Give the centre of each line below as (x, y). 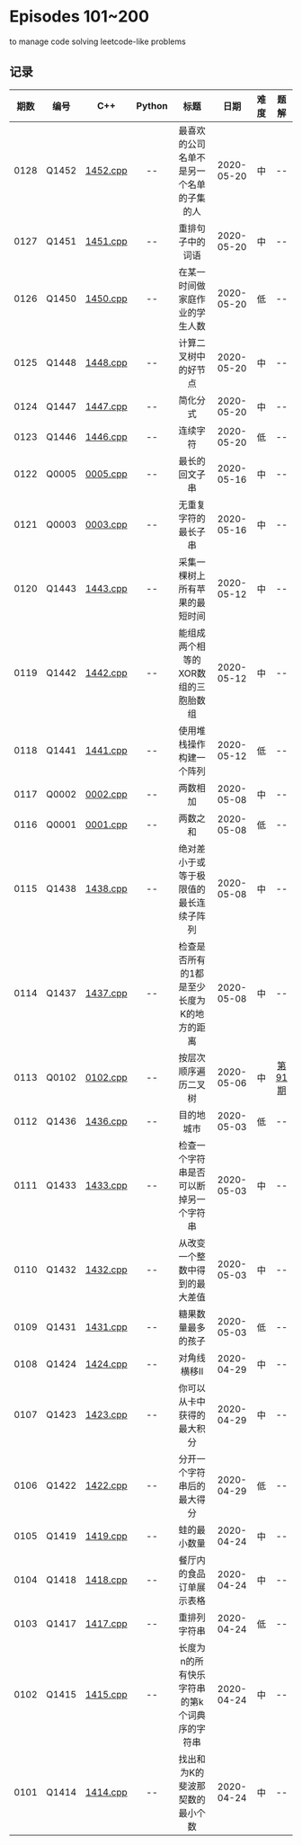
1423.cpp (106, 1414)
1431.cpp (106, 1326)
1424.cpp (106, 1364)
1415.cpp (106, 1694)
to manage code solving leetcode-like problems (98, 41)
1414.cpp (106, 1792)
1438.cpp (106, 888)
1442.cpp (106, 673)
